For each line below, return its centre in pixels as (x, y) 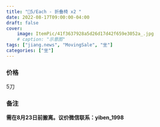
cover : (14, 28)
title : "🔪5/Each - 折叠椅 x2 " (44, 12)
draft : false (22, 23)
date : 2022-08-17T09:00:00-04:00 (48, 17)
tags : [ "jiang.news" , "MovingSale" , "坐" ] (60, 45)
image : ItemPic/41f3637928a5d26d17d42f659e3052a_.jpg (85, 34)
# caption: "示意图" (41, 39)
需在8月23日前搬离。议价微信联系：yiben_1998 (65, 117)
